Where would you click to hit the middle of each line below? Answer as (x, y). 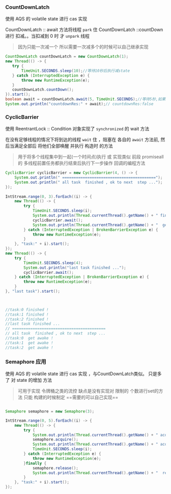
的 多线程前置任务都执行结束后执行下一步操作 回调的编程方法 (81, 163)
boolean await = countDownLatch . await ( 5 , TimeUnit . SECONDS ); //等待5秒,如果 (85, 99)
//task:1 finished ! (27, 315)
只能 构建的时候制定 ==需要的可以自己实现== (71, 397)
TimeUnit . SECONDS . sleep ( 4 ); (53, 263)
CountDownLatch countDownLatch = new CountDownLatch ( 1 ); (67, 57)
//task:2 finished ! (27, 319)
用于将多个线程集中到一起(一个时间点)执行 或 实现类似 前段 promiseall (91, 157)
